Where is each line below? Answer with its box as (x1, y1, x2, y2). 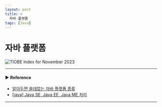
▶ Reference (5, 74, 31, 80)
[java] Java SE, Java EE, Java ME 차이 (12, 92, 87, 98)
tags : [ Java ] (5, 20, 31, 26)
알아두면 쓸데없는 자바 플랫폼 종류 (12, 86, 76, 92)
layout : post (5, 7, 31, 12)
